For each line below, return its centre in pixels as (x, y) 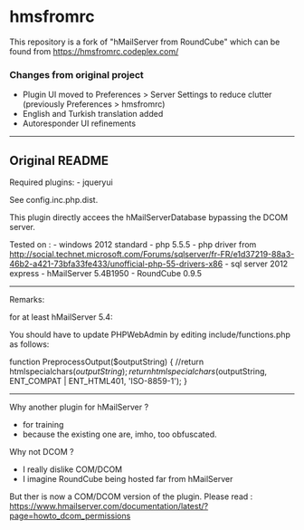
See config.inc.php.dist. (54, 200)
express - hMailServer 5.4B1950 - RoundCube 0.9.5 (105, 274)
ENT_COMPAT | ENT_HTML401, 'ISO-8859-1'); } (99, 381)
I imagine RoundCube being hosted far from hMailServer (128, 479)
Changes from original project (77, 74)
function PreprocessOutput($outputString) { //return (107, 362)
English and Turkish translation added (93, 114)
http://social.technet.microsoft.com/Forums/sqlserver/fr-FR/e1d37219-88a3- (152, 255)
